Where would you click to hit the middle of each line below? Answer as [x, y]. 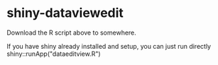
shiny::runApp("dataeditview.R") [54, 54]
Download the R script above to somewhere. [71, 32]
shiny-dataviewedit [65, 13]
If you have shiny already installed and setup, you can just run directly [109, 46]
